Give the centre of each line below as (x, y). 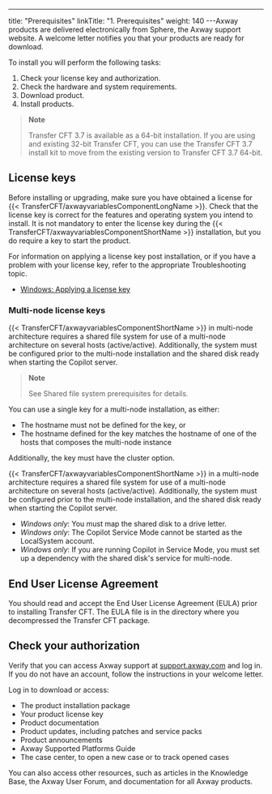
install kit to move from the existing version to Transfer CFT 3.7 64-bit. (145, 152)
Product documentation (59, 723)
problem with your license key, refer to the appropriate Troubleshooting (127, 265)
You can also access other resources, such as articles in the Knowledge (128, 773)
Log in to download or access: (59, 689)
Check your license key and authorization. (90, 78)
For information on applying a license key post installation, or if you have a (132, 256)
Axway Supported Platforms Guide (78, 748)
